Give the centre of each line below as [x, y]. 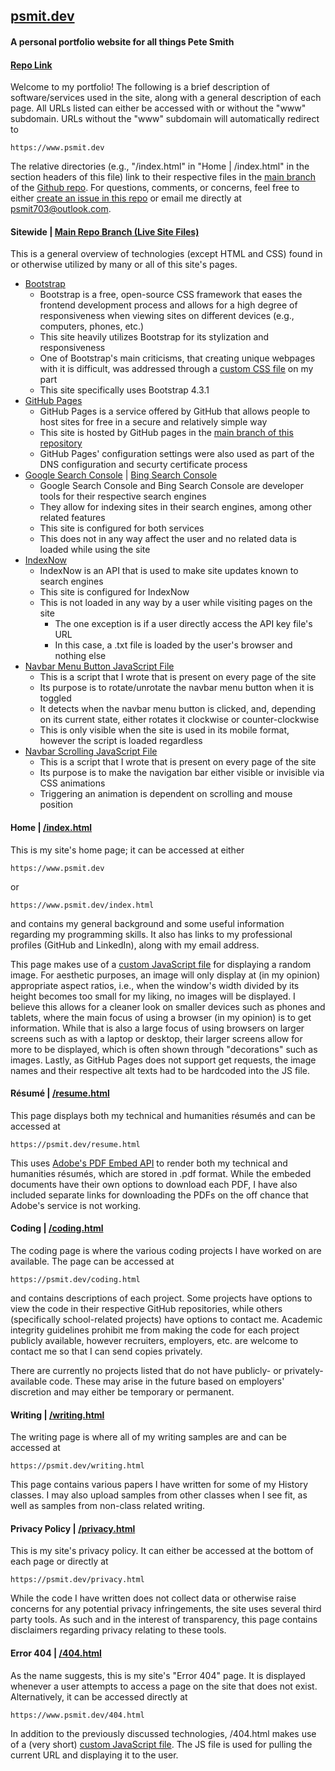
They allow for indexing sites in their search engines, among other [176, 507]
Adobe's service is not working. [76, 1205]
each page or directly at [59, 1561]
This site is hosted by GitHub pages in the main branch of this [166, 433]
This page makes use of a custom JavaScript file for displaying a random [161, 964]
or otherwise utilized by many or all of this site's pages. [124, 265]
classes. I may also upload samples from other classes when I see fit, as [159, 1495]
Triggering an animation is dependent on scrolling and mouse [166, 794]
